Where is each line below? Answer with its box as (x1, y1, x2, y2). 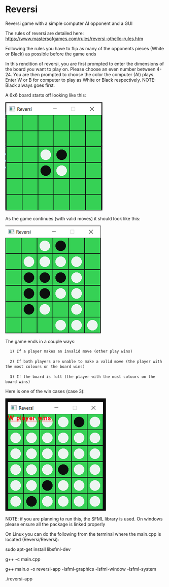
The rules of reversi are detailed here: (5, 30, 84, 36)
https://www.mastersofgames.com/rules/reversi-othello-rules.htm (5, 36, 144, 42)
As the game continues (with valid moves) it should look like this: (5, 215, 141, 221)
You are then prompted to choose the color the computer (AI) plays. (13, 71, 155, 77)
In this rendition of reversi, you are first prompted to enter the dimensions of (5, 60, 164, 67)
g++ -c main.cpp (5, 556, 41, 562)
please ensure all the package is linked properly (5, 521, 106, 527)
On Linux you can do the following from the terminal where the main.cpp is (5, 531, 161, 537)
